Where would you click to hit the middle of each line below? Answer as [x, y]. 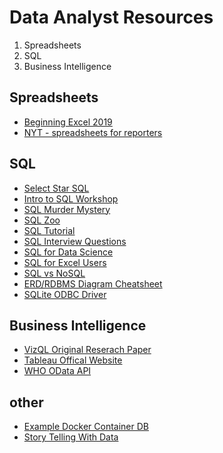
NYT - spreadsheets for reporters [93, 132]
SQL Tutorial [49, 230]
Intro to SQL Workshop [71, 198]
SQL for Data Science [68, 252]
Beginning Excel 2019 [68, 122]
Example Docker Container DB [86, 427]
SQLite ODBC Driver [65, 294]
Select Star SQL [56, 188]
